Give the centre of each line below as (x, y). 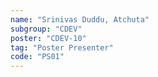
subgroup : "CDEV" (46, 29)
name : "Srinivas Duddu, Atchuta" (80, 19)
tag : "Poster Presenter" (62, 47)
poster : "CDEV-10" (48, 38)
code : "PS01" (37, 57)
